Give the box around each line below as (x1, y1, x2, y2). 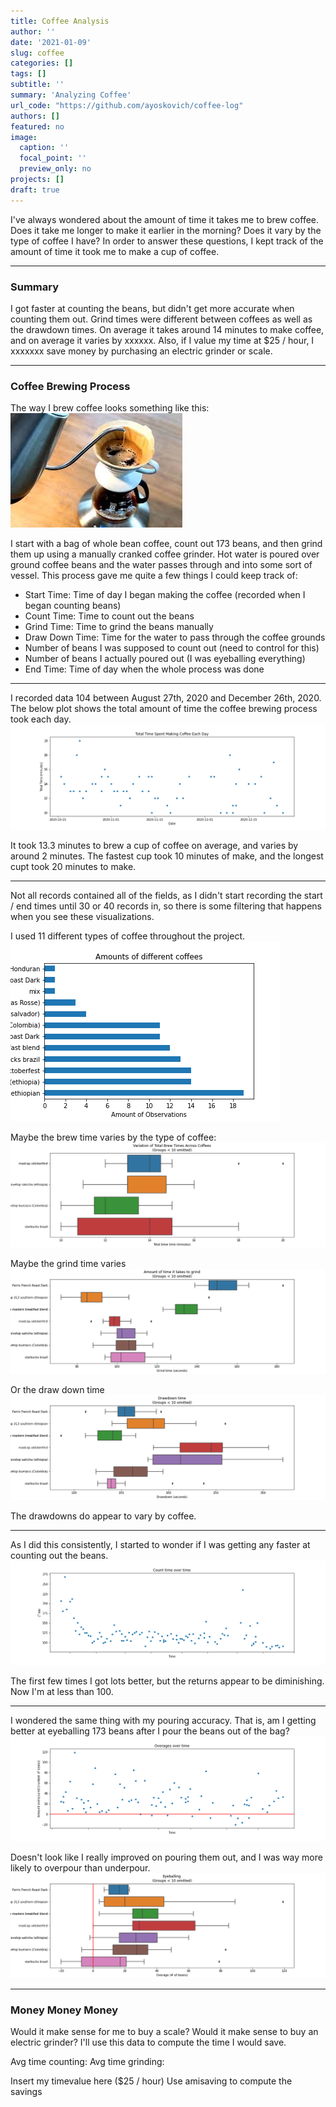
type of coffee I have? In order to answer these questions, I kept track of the (10, 235, 324, 247)
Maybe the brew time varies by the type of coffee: (10, 1131, 217, 1144)
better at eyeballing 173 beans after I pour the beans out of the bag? (10, 1725, 290, 1737)
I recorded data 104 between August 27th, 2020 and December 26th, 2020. (10, 692, 322, 704)
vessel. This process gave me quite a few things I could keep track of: (10, 570, 298, 582)
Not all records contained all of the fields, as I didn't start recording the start (10, 890, 323, 902)
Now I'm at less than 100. (10, 1686, 114, 1698)
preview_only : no (19, 164, 92, 174)
